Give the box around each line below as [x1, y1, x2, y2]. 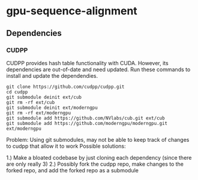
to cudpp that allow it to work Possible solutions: [6, 142, 126, 150]
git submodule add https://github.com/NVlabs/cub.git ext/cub [6, 115, 165, 121]
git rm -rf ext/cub [6, 99, 55, 105]
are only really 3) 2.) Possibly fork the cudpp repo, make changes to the [6, 160, 184, 167]
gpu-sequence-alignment [6, 4, 138, 18]
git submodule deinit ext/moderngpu [6, 105, 98, 111]
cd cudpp [6, 89, 28, 95]
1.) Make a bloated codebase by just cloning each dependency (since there [6, 154, 192, 161]
